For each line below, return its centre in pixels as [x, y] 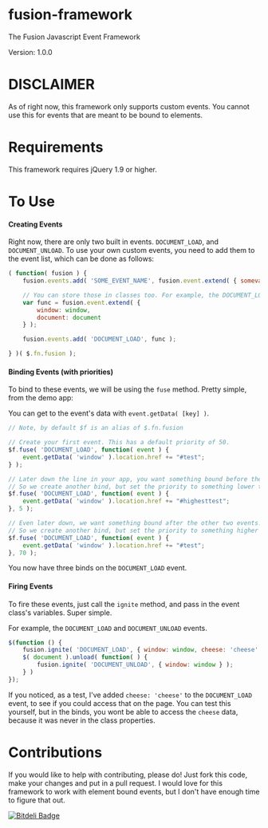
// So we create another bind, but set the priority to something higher [134, 530]
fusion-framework [71, 15]
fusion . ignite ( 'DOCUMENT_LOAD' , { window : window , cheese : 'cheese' [141, 650]
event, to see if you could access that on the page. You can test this [120, 703]
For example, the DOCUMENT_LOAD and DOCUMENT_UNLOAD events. [108, 628]
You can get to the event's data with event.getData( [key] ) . [109, 413]
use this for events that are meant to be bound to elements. [106, 115]
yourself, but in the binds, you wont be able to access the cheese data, [123, 712]
